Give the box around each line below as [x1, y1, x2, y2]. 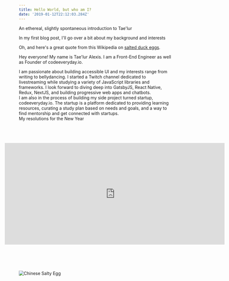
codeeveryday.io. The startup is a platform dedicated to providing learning [19, 100, 169, 106]
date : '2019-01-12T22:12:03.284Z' [19, 12, 90, 17]
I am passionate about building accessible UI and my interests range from [19, 68, 168, 74]
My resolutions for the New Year [19, 115, 84, 121]
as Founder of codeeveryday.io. [19, 59, 83, 65]
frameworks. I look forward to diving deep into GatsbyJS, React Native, [19, 84, 162, 90]
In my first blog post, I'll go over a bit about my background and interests [19, 35, 166, 41]
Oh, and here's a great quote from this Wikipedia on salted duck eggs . [19, 44, 161, 50]
